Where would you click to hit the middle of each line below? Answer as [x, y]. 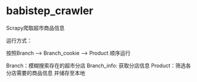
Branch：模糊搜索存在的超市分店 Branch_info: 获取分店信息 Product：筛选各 [99, 65]
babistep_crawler [50, 11]
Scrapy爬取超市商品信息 [35, 28]
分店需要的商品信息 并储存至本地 [46, 73]
